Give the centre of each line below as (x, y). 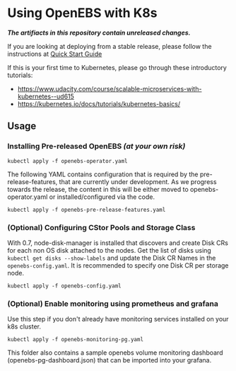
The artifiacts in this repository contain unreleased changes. (99, 33)
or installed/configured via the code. (102, 197)
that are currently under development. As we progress (138, 181)
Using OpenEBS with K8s (82, 13)
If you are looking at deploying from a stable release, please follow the (110, 46)
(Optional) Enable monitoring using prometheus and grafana (113, 304)
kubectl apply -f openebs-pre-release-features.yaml (87, 210)
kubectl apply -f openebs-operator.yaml (68, 161)
